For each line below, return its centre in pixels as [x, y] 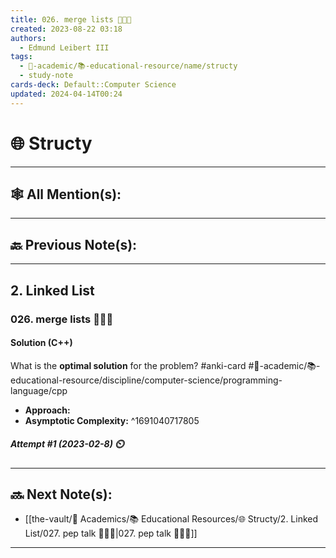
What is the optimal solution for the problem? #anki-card [128, 365]
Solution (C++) [41, 343]
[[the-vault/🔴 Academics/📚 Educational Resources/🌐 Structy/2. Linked [171, 519]
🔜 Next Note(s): [61, 494]
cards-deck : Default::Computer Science [93, 85]
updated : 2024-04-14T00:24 [66, 94]
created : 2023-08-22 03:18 [66, 29]
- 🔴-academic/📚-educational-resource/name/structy [128, 66]
